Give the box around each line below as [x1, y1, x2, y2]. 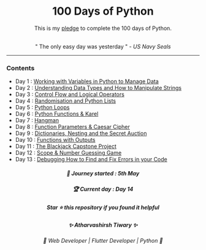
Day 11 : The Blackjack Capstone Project [15, 142, 116, 150]
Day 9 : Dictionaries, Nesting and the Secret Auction [15, 130, 147, 137]
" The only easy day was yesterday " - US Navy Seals [35, 43, 171, 50]
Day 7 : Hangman [15, 117, 59, 124]
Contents [6, 64, 35, 72]
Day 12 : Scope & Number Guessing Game [15, 149, 122, 156]
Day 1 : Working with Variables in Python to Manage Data [15, 78, 159, 85]
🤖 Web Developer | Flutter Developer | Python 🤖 [42, 237, 164, 244]
